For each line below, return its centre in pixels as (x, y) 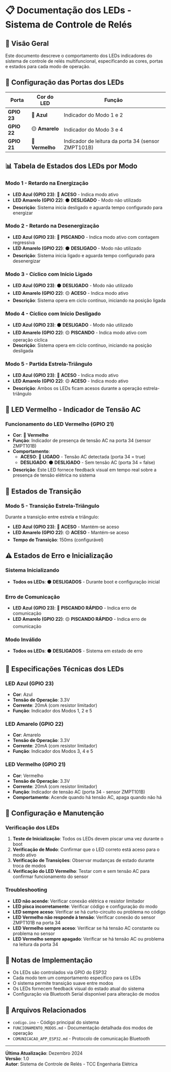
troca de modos (29, 866)
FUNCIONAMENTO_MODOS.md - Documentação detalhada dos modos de (83, 1028)
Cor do (45, 97)
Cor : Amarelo (27, 735)
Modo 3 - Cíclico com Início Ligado (49, 274)
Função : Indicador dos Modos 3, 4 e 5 (53, 751)
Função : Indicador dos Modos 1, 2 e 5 (52, 711)
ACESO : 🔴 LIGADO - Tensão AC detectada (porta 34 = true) (83, 457)
